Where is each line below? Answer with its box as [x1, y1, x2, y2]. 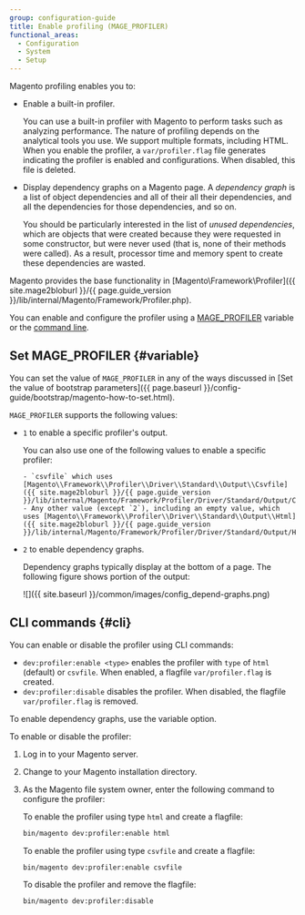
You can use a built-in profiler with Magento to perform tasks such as [22, 116, 283, 127]
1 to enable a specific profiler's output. [22, 427, 168, 438]
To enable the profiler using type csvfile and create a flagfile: [22, 845, 256, 856]
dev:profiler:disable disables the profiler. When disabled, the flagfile [22, 686, 287, 696]
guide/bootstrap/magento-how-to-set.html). [9, 391, 176, 402]
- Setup [17, 56, 47, 65]
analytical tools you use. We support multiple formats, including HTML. [22, 136, 289, 146]
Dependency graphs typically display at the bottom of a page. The [22, 561, 271, 572]
